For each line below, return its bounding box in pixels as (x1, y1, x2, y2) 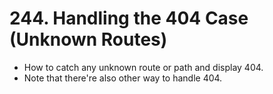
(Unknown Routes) (9, 28, 168, 51)
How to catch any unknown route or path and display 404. (23, 61, 264, 73)
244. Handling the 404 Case (9, 7, 249, 30)
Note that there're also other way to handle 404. (23, 72, 223, 84)
